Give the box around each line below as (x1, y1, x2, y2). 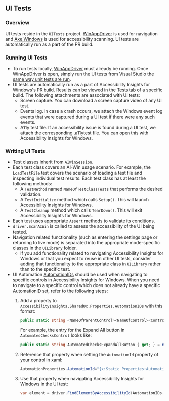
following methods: (12, 181, 53, 187)
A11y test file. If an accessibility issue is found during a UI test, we (20, 124, 156, 130)
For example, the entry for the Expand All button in (20, 327, 125, 333)
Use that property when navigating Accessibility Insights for (20, 375, 144, 381)
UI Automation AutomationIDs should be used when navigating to (12, 272, 148, 278)
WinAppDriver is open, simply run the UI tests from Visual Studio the (12, 71, 154, 77)
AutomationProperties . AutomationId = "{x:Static (20, 367, 120, 372)
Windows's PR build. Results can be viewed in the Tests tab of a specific (12, 87, 163, 93)
